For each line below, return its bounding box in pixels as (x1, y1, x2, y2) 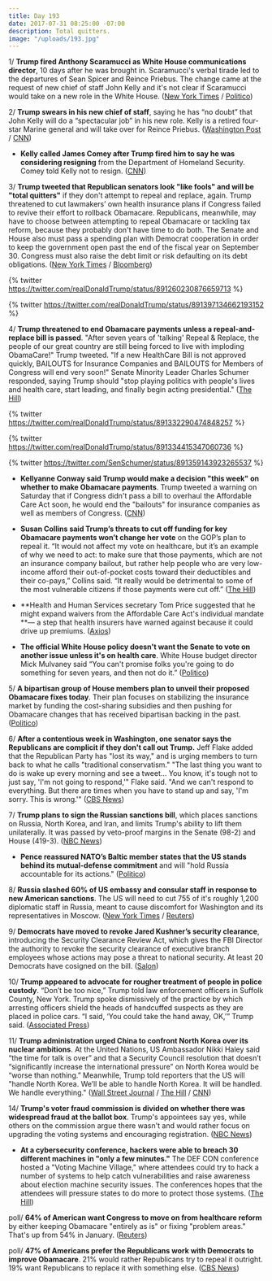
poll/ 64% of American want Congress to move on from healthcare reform (8, 1213, 262, 1222)
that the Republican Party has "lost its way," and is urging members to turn (8, 752, 257, 761)
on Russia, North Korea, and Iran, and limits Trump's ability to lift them (8, 819, 242, 829)
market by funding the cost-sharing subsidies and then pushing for (8, 701, 233, 711)
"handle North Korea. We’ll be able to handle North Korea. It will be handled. (8, 1079, 262, 1089)
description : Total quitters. (8, 27, 111, 35)
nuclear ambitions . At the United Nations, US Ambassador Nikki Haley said (8, 1044, 260, 1054)
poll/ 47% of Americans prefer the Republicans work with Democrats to (8, 1246, 254, 1256)
